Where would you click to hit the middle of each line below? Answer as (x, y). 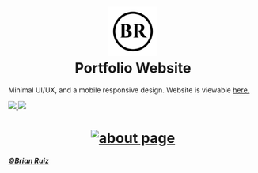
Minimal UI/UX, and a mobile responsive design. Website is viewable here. (129, 90)
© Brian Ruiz (29, 160)
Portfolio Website (133, 68)
